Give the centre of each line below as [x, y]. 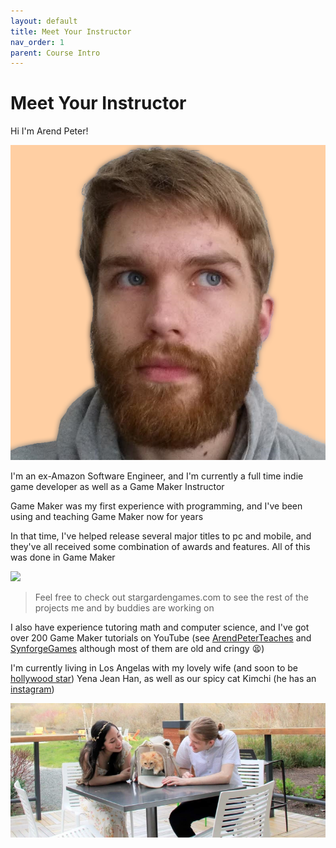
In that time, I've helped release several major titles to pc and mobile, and [161, 536]
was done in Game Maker [63, 557]
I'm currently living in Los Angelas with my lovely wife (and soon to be [154, 668]
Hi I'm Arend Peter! [49, 131]
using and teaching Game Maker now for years [107, 517]
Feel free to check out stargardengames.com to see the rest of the [172, 597]
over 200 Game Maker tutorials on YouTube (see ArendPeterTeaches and [161, 638]
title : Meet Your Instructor [71, 31]
